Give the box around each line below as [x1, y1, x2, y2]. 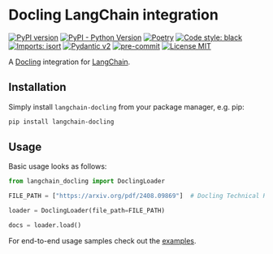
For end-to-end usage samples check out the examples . [8, 235, 197, 245]
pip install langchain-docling [8, 118, 115, 126]
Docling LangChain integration [8, 6, 219, 24]
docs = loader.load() [8, 222, 82, 230]
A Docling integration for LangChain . [8, 57, 131, 67]
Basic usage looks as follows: [8, 161, 107, 171]
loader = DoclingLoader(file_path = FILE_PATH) [8, 207, 165, 215]
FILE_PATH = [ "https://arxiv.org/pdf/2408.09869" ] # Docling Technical [8, 192, 260, 200]
